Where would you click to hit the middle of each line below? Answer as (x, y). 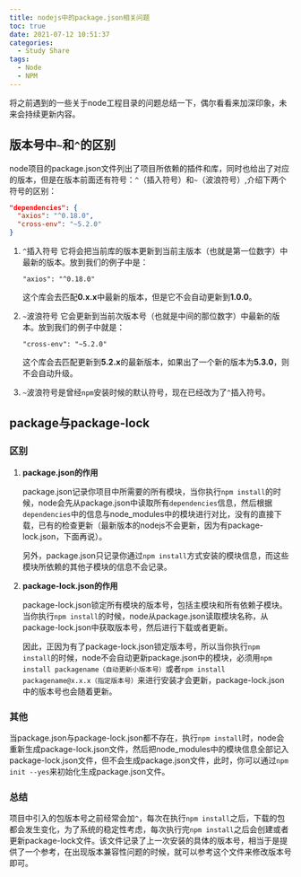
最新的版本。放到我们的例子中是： (85, 262)
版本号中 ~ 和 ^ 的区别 (63, 145)
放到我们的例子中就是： (82, 328)
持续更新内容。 (52, 114)
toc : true (28, 26)
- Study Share (43, 51)
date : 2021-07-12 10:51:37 (60, 34)
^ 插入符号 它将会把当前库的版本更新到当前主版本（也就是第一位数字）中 (155, 251)
